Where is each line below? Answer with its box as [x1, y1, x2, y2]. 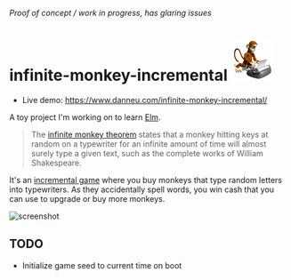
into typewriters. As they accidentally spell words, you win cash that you [9, 184, 274, 195]
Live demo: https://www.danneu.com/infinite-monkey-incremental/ [21, 94, 268, 105]
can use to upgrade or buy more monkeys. [9, 193, 166, 204]
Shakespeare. [30, 157, 82, 168]
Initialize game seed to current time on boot [21, 260, 182, 270]
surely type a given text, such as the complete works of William [30, 148, 264, 158]
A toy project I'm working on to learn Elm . [9, 111, 161, 123]
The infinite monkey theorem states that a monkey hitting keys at [30, 129, 269, 140]
